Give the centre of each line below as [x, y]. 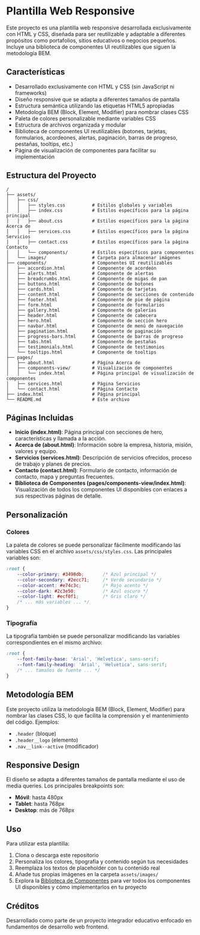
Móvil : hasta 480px [39, 798]
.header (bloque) [36, 733]
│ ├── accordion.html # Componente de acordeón [81, 268]
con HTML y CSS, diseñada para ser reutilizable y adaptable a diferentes [96, 34]
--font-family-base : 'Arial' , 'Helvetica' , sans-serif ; [88, 659]
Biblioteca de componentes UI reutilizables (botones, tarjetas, [91, 131]
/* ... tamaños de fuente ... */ [59, 670]
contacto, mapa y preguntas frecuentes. [65, 477]
